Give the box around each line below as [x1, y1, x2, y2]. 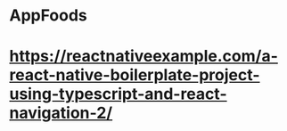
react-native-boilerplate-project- [9, 65, 260, 86]
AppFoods [9, 5, 87, 26]
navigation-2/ [9, 103, 113, 123]
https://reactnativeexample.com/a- [9, 46, 279, 67]
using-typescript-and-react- [9, 84, 227, 104]
